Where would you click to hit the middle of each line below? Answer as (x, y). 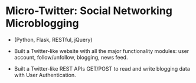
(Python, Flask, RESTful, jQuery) (53, 39)
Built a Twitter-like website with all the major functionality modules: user (102, 51)
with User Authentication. (45, 75)
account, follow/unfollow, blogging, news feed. (71, 57)
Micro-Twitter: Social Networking (89, 11)
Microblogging (42, 23)
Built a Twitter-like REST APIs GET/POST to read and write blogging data (102, 68)
